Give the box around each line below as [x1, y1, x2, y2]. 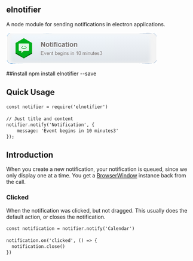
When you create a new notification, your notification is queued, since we [6, 165, 188, 173]
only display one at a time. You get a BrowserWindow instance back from [6, 172, 186, 179]
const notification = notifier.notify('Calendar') [6, 225, 135, 232]
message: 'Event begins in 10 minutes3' [17, 128, 119, 134]
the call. [6, 179, 26, 186]
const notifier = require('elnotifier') [6, 104, 109, 110]
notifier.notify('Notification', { [6, 122, 95, 128]
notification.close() [11, 243, 66, 250]
